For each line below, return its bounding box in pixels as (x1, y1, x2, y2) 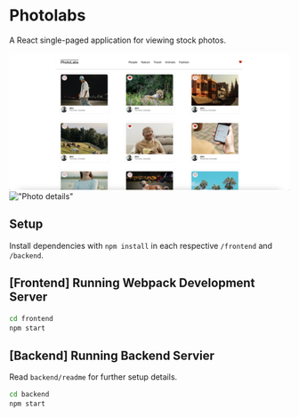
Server (9, 290, 48, 305)
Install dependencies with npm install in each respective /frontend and (9, 240, 273, 251)
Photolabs (9, 5, 86, 26)
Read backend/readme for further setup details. (9, 372, 178, 382)
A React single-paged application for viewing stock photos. (9, 35, 227, 45)
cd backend (9, 390, 50, 399)
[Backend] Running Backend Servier (9, 348, 215, 363)
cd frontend (9, 314, 53, 323)
